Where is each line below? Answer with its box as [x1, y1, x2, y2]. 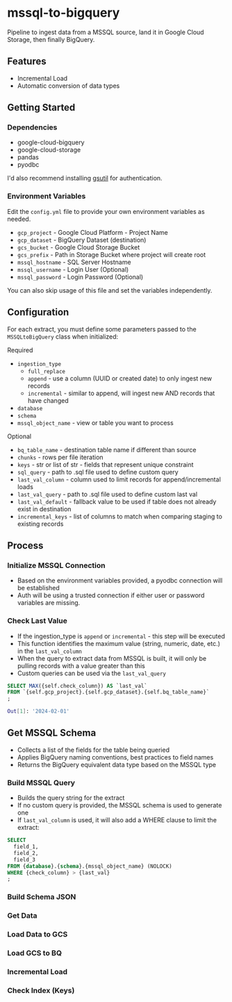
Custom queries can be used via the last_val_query [17, 669, 167, 677]
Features [7, 56, 47, 68]
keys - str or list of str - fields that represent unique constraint [17, 460, 194, 468]
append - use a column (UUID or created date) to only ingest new [27, 374, 213, 383]
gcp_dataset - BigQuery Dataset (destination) [17, 236, 147, 244]
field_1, [13, 843, 39, 851]
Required [7, 346, 33, 354]
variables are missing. [17, 599, 81, 607]
